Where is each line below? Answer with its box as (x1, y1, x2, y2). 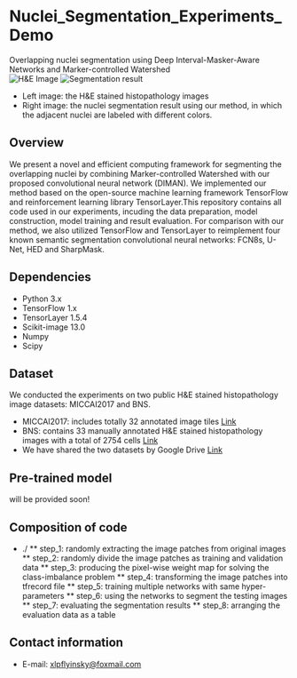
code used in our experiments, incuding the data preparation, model (9, 206, 258, 217)
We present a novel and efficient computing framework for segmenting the (9, 158, 282, 170)
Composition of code (9, 520, 128, 535)
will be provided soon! (9, 494, 90, 505)
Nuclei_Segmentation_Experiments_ (9, 6, 282, 27)
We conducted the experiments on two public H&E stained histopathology (9, 389, 279, 401)
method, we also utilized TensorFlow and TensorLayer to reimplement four (9, 225, 281, 235)
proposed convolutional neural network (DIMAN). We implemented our (9, 178, 267, 188)
